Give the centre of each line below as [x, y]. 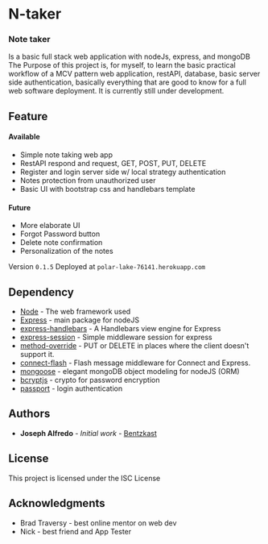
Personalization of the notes [67, 251]
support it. [37, 355]
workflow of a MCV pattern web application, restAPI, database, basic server [134, 74]
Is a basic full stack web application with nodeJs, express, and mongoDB [130, 56]
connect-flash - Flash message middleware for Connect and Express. [135, 363]
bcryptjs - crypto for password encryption [90, 380]
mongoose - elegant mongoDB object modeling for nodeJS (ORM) [130, 372]
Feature [28, 116]
